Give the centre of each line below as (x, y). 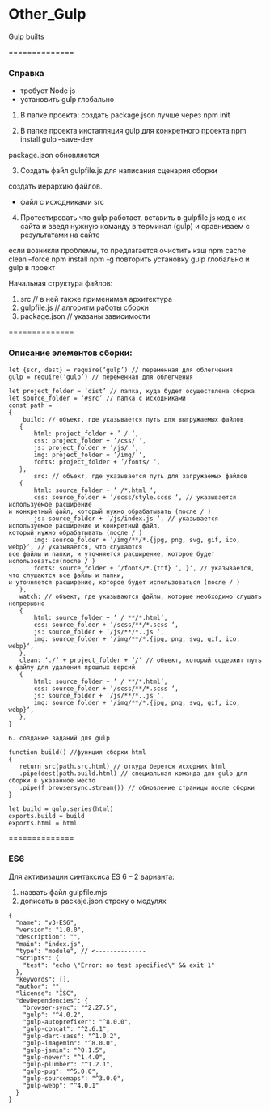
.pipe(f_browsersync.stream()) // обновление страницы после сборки (137, 787)
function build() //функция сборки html (78, 752)
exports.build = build (46, 816)
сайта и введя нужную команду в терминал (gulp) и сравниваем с (135, 227)
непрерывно (27, 604)
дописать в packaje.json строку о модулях (93, 901)
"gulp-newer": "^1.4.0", (65, 1057)
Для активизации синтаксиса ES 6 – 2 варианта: (92, 876)
